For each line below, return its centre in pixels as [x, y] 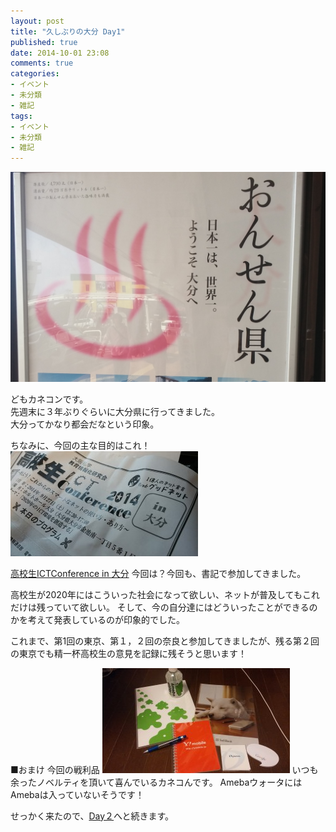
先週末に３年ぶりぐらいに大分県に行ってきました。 [115, 411]
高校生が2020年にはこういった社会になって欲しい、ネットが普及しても [156, 594]
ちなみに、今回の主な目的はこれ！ [80, 445]
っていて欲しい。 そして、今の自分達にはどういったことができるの [181, 607]
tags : [21, 116]
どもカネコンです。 [49, 399]
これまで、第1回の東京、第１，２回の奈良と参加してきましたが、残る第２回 [165, 641]
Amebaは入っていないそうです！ [77, 794]
